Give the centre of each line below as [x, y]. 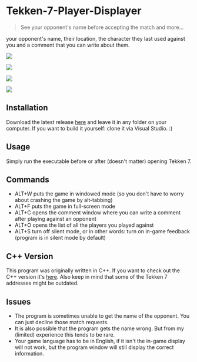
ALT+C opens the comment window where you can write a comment [98, 213]
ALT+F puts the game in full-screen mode [65, 206]
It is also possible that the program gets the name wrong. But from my [99, 328]
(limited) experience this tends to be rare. [65, 335]
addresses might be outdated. [42, 283]
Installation [27, 108]
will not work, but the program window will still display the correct [94, 347]
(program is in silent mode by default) [60, 238]
